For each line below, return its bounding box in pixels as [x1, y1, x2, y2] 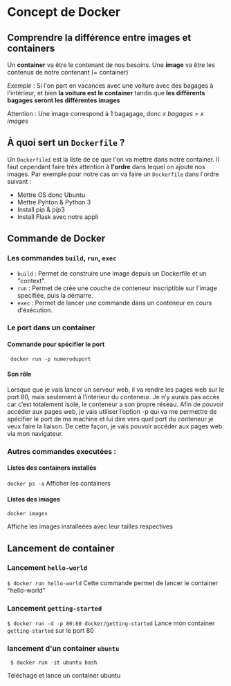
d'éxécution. [17, 305, 53, 314]
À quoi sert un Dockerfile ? [7, 137, 125, 149]
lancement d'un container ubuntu [7, 644, 120, 654]
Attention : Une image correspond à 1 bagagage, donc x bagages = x [7, 110, 204, 117]
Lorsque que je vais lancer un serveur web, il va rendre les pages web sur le [7, 385, 225, 394]
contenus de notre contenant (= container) [7, 68, 129, 76]
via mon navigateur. [7, 429, 64, 437]
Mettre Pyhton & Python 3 [17, 198, 91, 206]
